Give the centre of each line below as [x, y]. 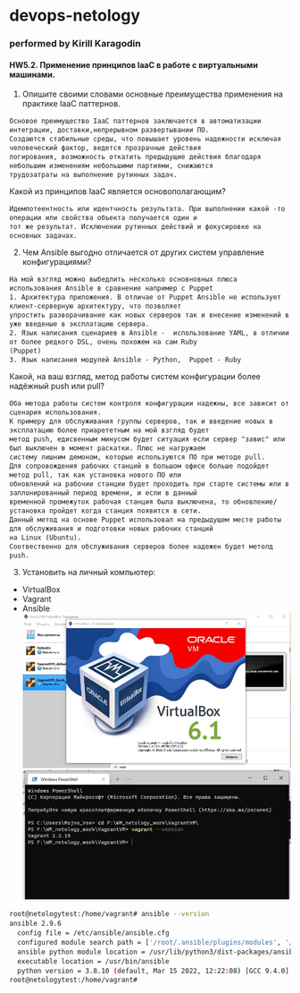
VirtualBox [41, 590]
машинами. [32, 74]
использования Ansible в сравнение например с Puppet [112, 289]
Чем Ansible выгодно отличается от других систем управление [143, 252]
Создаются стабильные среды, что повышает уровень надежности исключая [145, 140]
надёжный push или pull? [57, 386]
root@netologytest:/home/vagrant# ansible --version [109, 914]
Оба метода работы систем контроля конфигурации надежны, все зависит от [150, 403]
